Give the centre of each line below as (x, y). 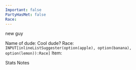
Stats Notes (17, 63)
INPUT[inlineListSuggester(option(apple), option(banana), (69, 48)
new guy (14, 34)
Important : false (23, 10)
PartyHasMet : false (26, 15)
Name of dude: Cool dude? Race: (40, 43)
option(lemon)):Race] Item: (33, 53)
